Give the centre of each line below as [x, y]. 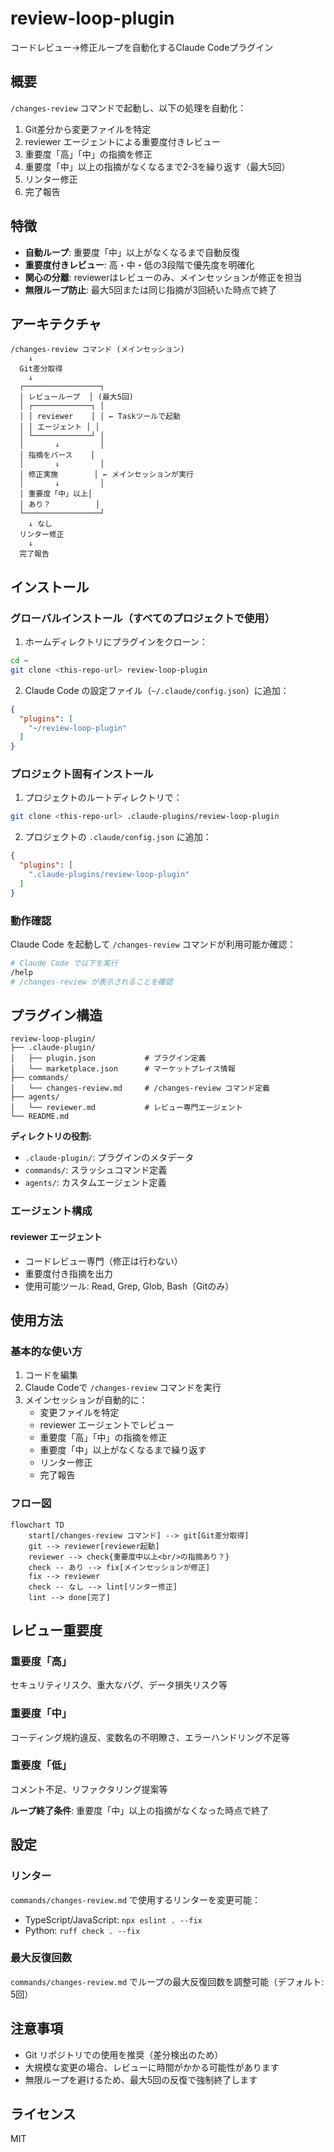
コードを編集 [51, 1375]
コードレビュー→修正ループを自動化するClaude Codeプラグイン [142, 47]
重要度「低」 [41, 1765]
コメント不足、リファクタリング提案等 [89, 1789]
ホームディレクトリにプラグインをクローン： [116, 642]
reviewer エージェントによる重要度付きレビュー [122, 141]
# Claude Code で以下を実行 [64, 963]
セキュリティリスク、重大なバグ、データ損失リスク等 [119, 1685]
